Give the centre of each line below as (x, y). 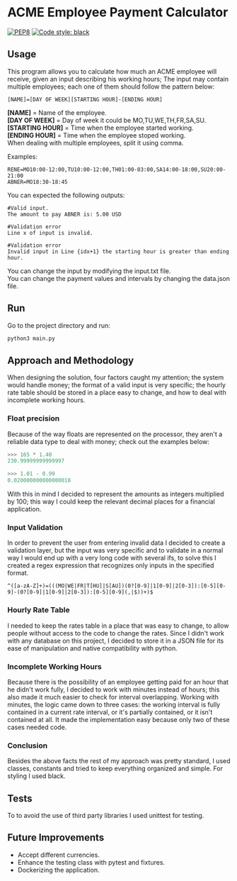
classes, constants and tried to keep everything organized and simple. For (115, 769)
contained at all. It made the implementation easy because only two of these (118, 719)
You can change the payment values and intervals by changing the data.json (119, 278)
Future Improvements (56, 838)
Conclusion (28, 746)
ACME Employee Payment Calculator (118, 12)
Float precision (34, 419)
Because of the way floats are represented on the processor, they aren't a (115, 434)
